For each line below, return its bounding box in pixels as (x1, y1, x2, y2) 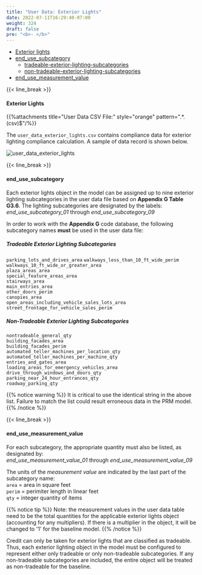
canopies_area (6, 294, 42, 300)
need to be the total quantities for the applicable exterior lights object (6, 512, 180, 520)
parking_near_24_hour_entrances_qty (6, 375, 99, 382)
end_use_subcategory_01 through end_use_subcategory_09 (6, 208, 155, 216)
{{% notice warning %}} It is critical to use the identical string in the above (6, 391, 192, 399)
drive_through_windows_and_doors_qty (6, 370, 102, 376)
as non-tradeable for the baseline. (6, 563, 92, 570)
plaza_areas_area (6, 267, 50, 274)
